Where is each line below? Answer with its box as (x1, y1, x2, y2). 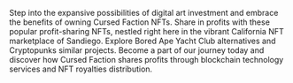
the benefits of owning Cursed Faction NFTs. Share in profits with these (9, 17, 270, 27)
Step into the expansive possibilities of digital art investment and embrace (9, 8, 279, 18)
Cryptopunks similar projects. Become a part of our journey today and (9, 45, 265, 56)
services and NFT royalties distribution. (9, 64, 153, 74)
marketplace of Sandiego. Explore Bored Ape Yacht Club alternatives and (9, 35, 276, 46)
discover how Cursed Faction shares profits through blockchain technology (9, 55, 284, 64)
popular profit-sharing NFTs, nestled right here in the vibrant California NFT (9, 26, 285, 36)
